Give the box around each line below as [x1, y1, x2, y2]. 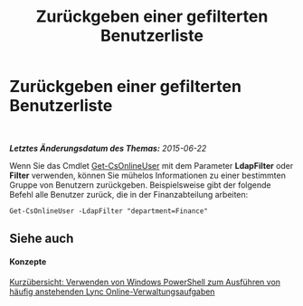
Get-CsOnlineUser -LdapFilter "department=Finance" [9, 206, 208, 216]
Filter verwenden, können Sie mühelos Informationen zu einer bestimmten [9, 170, 287, 181]
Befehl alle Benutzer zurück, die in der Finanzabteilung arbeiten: [9, 189, 249, 199]
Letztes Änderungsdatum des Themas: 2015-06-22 [9, 143, 207, 153]
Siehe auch [9, 231, 74, 246]
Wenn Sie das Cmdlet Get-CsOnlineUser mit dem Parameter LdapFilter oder [9, 160, 294, 171]
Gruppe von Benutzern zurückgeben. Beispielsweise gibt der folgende [9, 179, 271, 190]
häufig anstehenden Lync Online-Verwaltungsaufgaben [9, 286, 215, 297]
